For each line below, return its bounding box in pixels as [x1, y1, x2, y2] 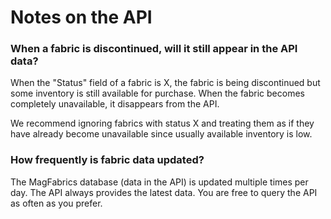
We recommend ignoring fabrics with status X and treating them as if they [10, 117, 315, 130]
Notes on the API [10, 6, 153, 29]
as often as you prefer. [10, 197, 103, 209]
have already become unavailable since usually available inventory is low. [10, 128, 313, 140]
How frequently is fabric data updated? [10, 153, 205, 167]
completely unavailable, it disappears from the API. [10, 98, 220, 110]
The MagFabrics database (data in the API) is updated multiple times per [10, 176, 309, 188]
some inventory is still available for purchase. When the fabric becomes [10, 87, 305, 100]
